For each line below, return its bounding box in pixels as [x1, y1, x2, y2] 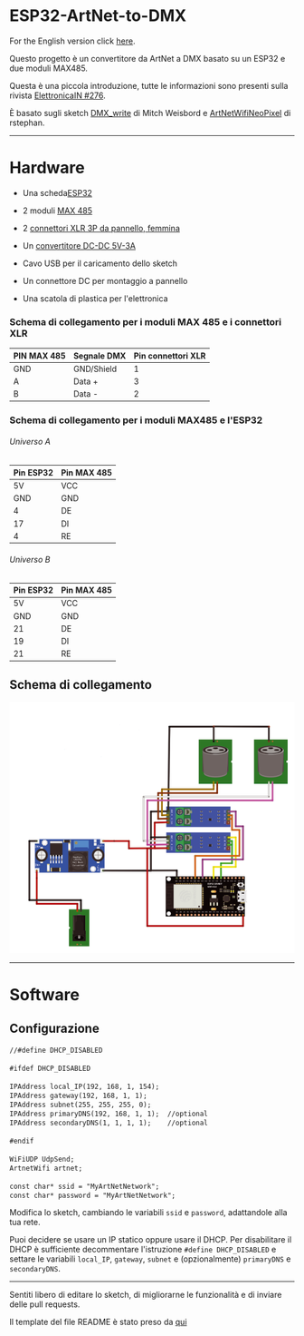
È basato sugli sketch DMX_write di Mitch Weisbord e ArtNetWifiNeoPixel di [9, 107, 291, 118]
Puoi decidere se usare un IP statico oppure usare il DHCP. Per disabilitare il [9, 1234, 292, 1245]
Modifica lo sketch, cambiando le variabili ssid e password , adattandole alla [9, 1207, 288, 1218]
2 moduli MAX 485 [22, 205, 93, 216]
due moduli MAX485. [9, 63, 89, 74]
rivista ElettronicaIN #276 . [9, 90, 106, 101]
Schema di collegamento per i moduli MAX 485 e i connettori [9, 315, 282, 328]
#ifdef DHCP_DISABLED [9, 1064, 91, 1074]
